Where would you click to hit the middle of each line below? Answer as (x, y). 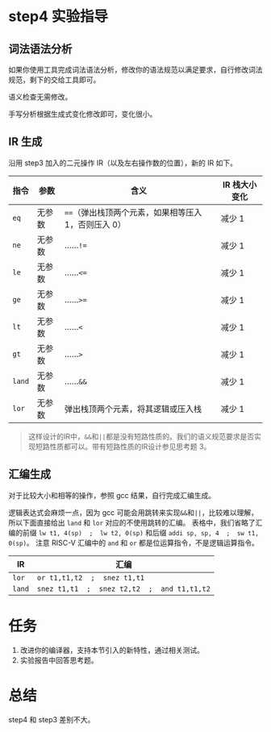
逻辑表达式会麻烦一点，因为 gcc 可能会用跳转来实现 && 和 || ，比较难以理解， (133, 512)
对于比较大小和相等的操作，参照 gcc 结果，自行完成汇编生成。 (112, 495)
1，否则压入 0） (95, 224)
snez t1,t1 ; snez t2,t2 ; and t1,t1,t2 (124, 589)
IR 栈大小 (240, 185)
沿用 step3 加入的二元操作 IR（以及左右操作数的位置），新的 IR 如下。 (123, 163)
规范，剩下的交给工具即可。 (54, 80)
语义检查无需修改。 (40, 97)
